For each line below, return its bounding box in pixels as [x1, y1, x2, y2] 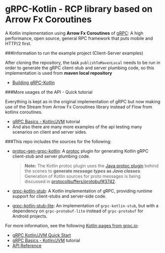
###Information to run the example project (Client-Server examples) [5, 50, 144, 56]
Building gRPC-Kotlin [12, 80, 55, 85]
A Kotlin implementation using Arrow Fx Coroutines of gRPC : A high [5, 30, 144, 36]
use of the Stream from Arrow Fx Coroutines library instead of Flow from [5, 104, 153, 110]
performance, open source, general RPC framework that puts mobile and [5, 35, 153, 41]
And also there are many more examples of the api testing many [12, 124, 142, 130]
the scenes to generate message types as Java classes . [24, 168, 142, 174]
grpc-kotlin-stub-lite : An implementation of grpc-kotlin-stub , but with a [12, 202, 159, 208]
